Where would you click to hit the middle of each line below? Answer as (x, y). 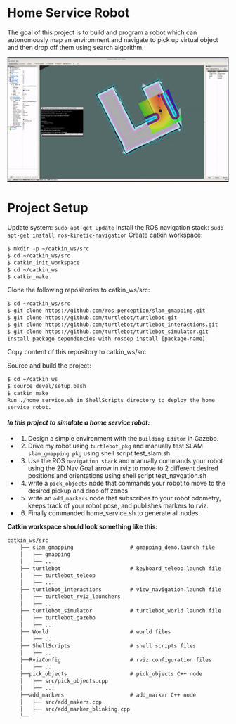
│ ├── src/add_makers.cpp (61, 702)
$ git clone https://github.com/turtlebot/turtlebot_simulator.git (108, 332)
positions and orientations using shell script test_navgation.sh (117, 475)
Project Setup (48, 208)
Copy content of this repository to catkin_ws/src (77, 351)
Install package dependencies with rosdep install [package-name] (106, 339)
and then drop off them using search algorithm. (76, 47)
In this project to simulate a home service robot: (79, 422)
